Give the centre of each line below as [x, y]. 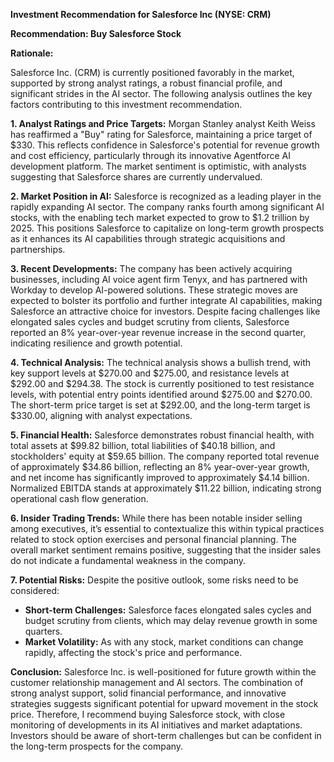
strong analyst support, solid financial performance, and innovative [148, 693]
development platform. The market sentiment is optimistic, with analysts [158, 166]
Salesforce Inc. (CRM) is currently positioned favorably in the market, [152, 72]
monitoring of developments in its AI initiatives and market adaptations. [156, 725]
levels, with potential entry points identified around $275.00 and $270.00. [161, 394]
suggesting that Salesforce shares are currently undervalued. [136, 177]
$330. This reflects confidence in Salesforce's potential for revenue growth [165, 145]
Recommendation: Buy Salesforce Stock [96, 33]
